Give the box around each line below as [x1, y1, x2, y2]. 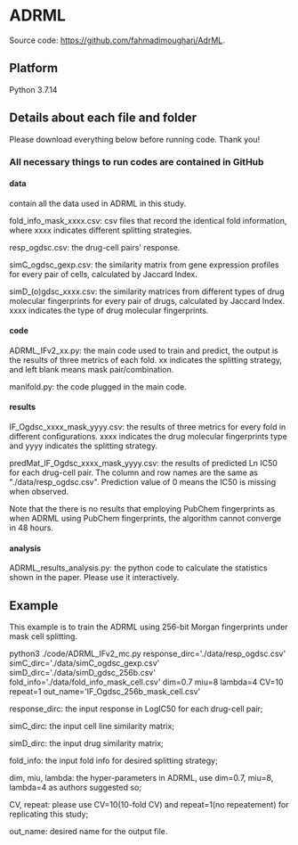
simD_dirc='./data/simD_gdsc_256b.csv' [9, 668, 156, 678]
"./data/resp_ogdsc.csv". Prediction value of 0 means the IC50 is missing [9, 477, 277, 488]
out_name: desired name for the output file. [9, 826, 168, 837]
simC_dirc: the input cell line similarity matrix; [9, 721, 175, 732]
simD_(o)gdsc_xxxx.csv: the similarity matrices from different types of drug [9, 286, 285, 297]
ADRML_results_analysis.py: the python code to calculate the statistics [9, 562, 269, 573]
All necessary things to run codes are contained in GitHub [9, 156, 264, 168]
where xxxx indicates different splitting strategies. [9, 225, 192, 235]
